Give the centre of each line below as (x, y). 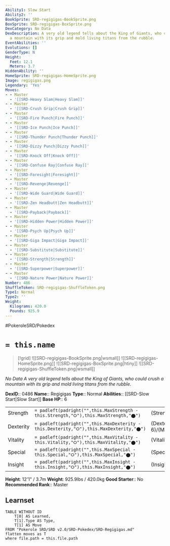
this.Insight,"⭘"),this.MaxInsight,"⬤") (85, 467)
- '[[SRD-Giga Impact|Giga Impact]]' (50, 240)
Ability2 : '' (19, 15)
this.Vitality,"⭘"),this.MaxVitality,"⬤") (88, 442)
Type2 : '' (16, 297)
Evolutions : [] (21, 48)
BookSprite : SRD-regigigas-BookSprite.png (51, 19)
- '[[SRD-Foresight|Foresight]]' (45, 175)
